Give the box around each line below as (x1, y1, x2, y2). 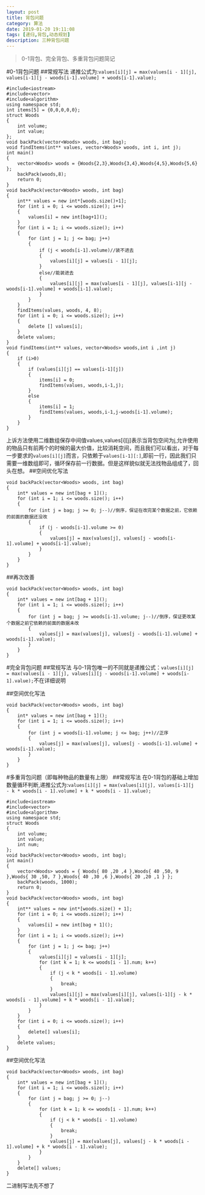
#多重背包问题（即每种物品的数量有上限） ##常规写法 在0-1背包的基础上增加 (6, 773, 199, 781)
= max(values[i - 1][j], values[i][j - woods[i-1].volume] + (6, 671, 165, 677)
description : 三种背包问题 (6, 37, 70, 43)
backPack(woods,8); (17, 171, 67, 177)
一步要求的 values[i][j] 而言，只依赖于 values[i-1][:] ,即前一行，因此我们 (6, 452, 192, 459)
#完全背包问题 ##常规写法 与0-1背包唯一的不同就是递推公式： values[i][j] (6, 664, 194, 671)
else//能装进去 (38, 270, 74, 276)
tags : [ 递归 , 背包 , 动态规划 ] (6, 32, 70, 38)
